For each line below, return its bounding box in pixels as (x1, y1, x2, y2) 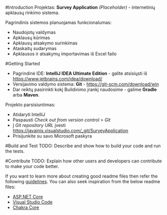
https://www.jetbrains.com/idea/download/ (12, 76, 103, 81)
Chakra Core (12, 204, 39, 210)
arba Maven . (12, 92, 39, 98)
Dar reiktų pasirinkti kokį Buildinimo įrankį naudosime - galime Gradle (12, 87, 157, 93)
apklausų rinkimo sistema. (5, 10, 60, 16)
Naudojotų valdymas (12, 29, 56, 35)
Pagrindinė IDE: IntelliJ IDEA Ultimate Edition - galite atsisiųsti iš (12, 70, 148, 76)
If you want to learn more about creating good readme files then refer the (5, 173, 158, 179)
